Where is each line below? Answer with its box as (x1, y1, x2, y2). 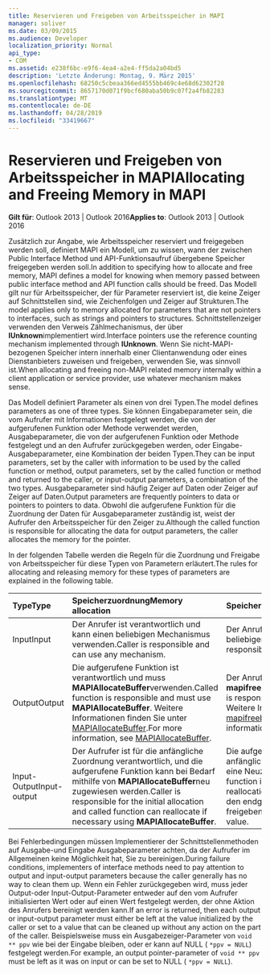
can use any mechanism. (72, 649, 166, 660)
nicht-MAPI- (192, 339, 234, 349)
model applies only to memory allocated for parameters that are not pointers (8, 305, 261, 314)
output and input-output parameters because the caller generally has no (8, 871, 247, 881)
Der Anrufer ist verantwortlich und (72, 618, 201, 629)
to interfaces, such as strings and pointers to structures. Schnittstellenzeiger (8, 313, 262, 323)
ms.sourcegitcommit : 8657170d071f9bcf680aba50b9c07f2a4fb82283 (8, 86, 225, 95)
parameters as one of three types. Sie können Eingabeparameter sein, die (8, 406, 253, 416)
